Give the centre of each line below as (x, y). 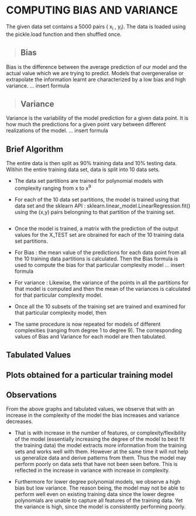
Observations (32, 395)
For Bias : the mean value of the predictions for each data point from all (100, 252)
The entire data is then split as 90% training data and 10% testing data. (92, 163)
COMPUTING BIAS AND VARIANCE (92, 10)
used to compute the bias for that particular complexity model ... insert (99, 264)
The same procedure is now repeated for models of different (87, 324)
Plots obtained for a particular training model (90, 375)
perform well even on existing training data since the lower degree (94, 494)
